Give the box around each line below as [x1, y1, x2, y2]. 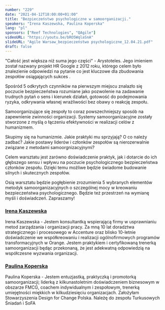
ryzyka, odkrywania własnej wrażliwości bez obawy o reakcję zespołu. [5, 99, 149, 104]
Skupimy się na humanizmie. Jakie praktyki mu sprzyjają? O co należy [5, 134, 147, 140]
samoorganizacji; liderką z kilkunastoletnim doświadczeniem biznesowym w [5, 279, 160, 285]
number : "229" [5, 7, 34, 12]
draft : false [5, 44, 32, 49]
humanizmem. [5, 124, 34, 130]
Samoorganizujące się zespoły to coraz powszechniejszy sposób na [5, 108, 144, 114]
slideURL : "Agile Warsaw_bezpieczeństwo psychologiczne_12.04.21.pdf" [5, 40, 153, 45]
